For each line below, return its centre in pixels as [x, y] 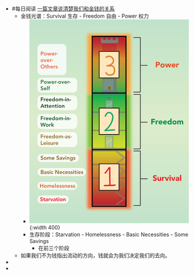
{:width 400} [45, 227]
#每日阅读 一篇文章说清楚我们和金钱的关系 [63, 9]
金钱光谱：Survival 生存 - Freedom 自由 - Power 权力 [85, 16]
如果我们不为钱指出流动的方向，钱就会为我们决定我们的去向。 [95, 255]
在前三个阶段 [54, 248]
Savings [39, 241]
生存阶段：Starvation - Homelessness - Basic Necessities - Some [109, 234]
